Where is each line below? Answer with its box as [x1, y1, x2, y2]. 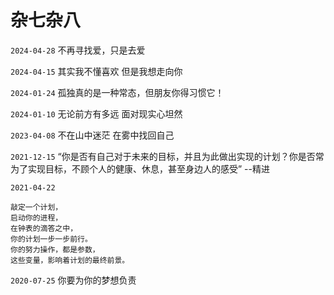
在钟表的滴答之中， [10, 223, 78, 233]
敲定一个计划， [10, 202, 63, 212]
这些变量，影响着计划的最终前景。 [10, 255, 130, 265]
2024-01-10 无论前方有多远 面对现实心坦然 [10, 107, 183, 120]
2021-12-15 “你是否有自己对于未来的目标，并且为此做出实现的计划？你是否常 [10, 150, 325, 162]
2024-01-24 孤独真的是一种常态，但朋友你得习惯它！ [10, 86, 225, 98]
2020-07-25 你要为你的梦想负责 [10, 274, 137, 286]
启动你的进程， [10, 212, 63, 223]
